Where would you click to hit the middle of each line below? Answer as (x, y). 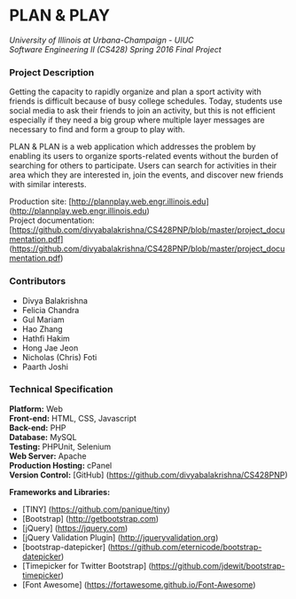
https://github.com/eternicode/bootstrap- (186, 547)
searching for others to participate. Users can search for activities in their (143, 166)
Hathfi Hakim (46, 338)
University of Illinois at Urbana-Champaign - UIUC (101, 40)
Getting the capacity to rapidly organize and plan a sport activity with (135, 92)
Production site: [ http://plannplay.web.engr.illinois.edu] (109, 201)
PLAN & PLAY (60, 16)
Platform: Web (36, 408)
